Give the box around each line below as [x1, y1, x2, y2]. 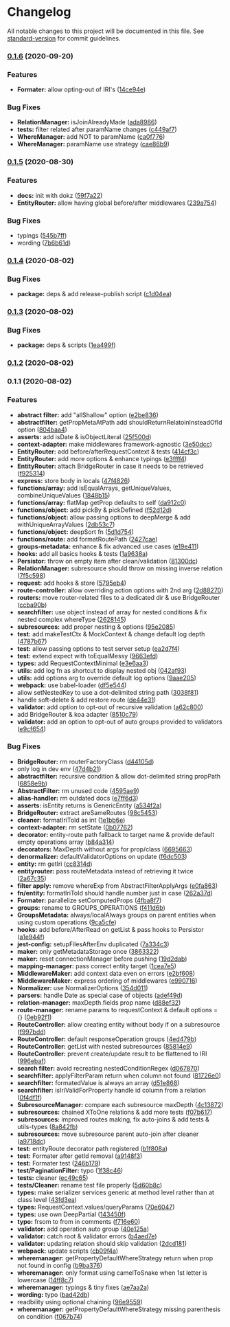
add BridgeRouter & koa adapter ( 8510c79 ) [16, 710, 139, 718]
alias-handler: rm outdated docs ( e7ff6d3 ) [16, 794, 139, 802]
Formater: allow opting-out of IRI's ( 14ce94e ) [16, 85, 146, 93]
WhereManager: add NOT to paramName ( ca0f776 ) [16, 133, 165, 141]
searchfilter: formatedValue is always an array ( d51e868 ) [16, 1078, 180, 1086]
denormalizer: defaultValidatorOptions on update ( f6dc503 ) [16, 852, 187, 860]
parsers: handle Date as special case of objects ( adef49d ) [16, 991, 183, 999]
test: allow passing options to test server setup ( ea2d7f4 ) [16, 644, 181, 653]
